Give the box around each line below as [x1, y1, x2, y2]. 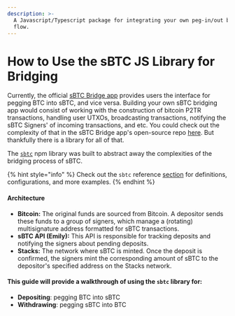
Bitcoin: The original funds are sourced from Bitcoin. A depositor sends [17, 209, 224, 217]
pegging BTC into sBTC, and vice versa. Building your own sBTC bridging [7, 99, 218, 107]
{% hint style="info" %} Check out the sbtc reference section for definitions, [7, 171, 227, 179]
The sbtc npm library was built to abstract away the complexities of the [7, 150, 212, 158]
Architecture [7, 194, 45, 202]
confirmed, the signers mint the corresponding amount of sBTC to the [17, 254, 219, 262]
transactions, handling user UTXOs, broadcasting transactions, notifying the [7, 113, 227, 122]
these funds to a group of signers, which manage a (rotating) [17, 217, 194, 225]
